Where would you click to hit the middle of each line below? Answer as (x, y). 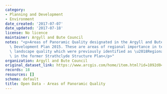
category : (15, 10)
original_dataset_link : (30, 65)
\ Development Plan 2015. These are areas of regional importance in (83, 47)
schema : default (22, 79)
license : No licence (27, 33)
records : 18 (17, 70)
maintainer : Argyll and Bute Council (44, 38)
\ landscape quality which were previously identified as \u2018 (79, 51)
